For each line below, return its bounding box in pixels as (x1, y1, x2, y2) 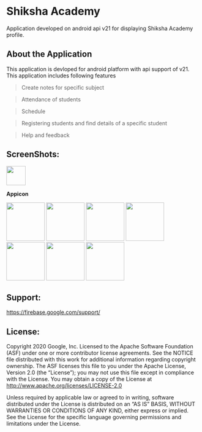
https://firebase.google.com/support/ (6, 308, 101, 316)
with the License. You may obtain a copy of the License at (6, 375, 152, 383)
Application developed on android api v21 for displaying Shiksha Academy (6, 25, 193, 32)
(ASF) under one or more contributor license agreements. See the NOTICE (6, 349, 194, 357)
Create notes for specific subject (21, 84, 105, 91)
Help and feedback (21, 131, 70, 139)
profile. (6, 31, 24, 38)
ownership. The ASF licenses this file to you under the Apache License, (6, 363, 187, 370)
